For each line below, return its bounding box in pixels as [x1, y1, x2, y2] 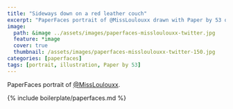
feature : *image [13, 36, 60, 43]
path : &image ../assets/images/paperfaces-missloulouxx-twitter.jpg [13, 29, 216, 37]
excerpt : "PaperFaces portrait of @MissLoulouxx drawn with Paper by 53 [7, 17, 222, 23]
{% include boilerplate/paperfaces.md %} [7, 94, 127, 102]
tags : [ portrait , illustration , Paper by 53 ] [7, 61, 141, 68]
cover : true [13, 42, 49, 49]
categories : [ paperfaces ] [7, 55, 82, 62]
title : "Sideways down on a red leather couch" [7, 10, 148, 17]
